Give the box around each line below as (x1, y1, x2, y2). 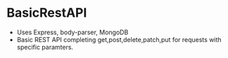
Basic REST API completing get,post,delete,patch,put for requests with (16, 35, 222, 43)
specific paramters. (16, 43, 74, 51)
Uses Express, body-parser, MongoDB (16, 28, 129, 36)
